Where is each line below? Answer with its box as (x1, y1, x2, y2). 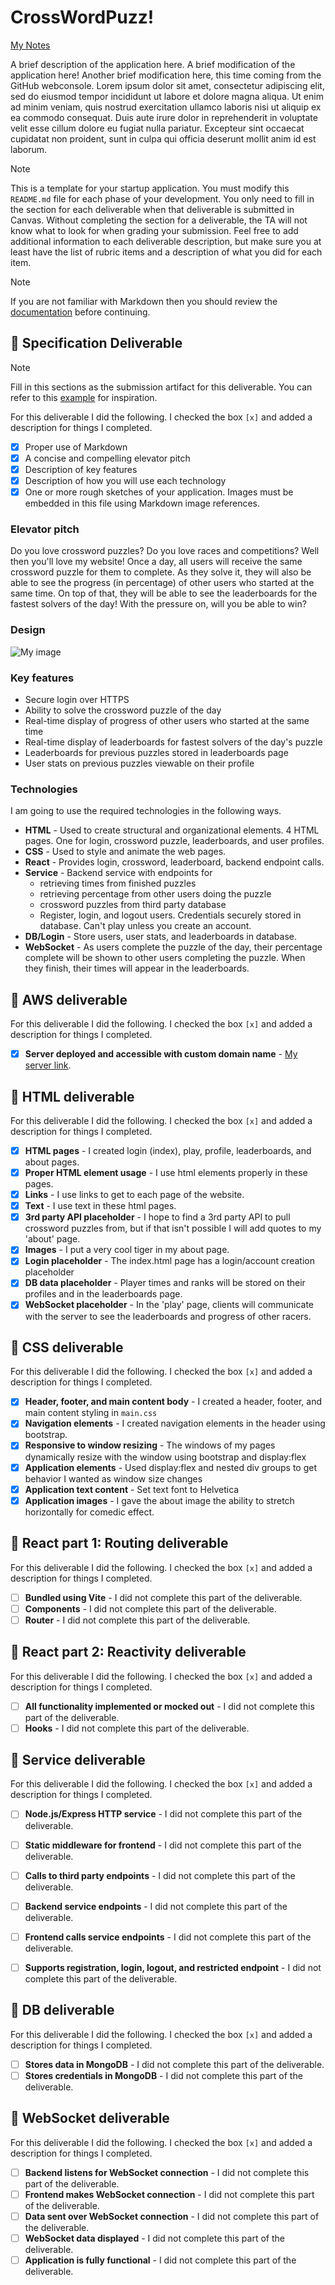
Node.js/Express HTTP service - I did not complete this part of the (24, 1808, 303, 1820)
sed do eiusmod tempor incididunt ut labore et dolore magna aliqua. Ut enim (10, 90, 324, 102)
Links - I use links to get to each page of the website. (24, 1189, 245, 1201)
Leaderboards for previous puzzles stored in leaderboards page (24, 746, 289, 758)
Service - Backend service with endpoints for (24, 867, 213, 879)
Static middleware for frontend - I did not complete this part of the (24, 1839, 302, 1851)
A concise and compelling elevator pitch (24, 452, 191, 464)
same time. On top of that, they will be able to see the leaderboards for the (10, 587, 318, 600)
